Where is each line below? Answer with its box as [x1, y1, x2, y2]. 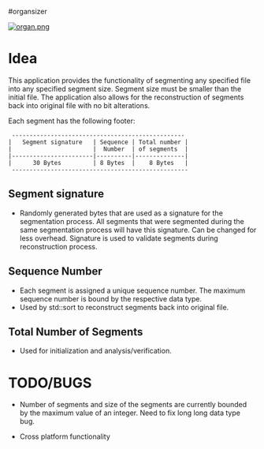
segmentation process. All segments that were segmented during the [19, 216, 244, 226]
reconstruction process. [19, 241, 98, 251]
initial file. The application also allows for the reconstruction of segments [8, 92, 244, 102]
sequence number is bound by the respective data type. [19, 294, 203, 303]
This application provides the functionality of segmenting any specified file [8, 75, 251, 85]
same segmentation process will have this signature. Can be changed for [19, 225, 257, 234]
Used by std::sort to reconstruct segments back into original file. [19, 302, 229, 312]
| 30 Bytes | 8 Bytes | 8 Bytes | [8, 159, 189, 167]
